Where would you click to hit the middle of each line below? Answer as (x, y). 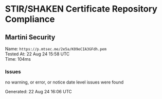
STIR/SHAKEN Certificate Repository (81, 9)
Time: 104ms (18, 59)
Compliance (30, 19)
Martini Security (30, 37)
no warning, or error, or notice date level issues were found (64, 82)
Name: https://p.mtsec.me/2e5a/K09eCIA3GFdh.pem (56, 49)
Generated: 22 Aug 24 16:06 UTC (38, 92)
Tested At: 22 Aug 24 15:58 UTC (37, 54)
